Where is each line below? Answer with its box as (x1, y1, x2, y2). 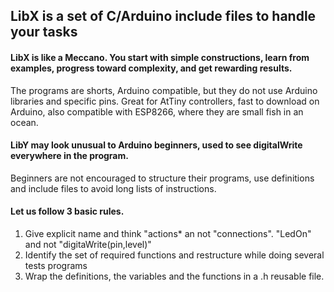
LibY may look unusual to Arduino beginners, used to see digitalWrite (10, 139, 303, 151)
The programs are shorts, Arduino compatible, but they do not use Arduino (10, 84, 318, 96)
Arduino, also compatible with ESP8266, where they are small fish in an (10, 105, 304, 118)
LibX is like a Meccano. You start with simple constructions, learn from (10, 51, 310, 63)
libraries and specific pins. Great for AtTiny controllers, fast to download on (10, 95, 320, 107)
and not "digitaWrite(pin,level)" (24, 239, 152, 250)
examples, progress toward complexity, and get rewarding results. (10, 62, 293, 74)
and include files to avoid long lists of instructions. (10, 182, 217, 194)
